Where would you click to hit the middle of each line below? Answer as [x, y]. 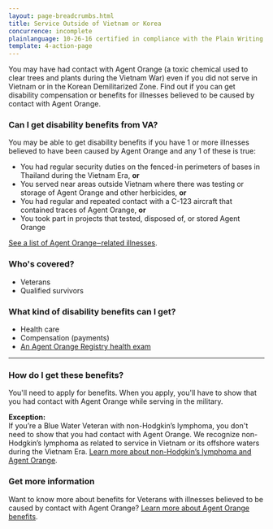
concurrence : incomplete [50, 31]
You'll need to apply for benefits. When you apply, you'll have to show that [133, 393]
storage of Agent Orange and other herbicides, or [103, 193]
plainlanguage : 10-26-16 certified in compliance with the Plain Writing [136, 39]
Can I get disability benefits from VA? [83, 125]
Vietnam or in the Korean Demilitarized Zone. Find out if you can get [122, 87]
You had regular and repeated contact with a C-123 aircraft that [126, 202]
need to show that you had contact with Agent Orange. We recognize [124, 435]
